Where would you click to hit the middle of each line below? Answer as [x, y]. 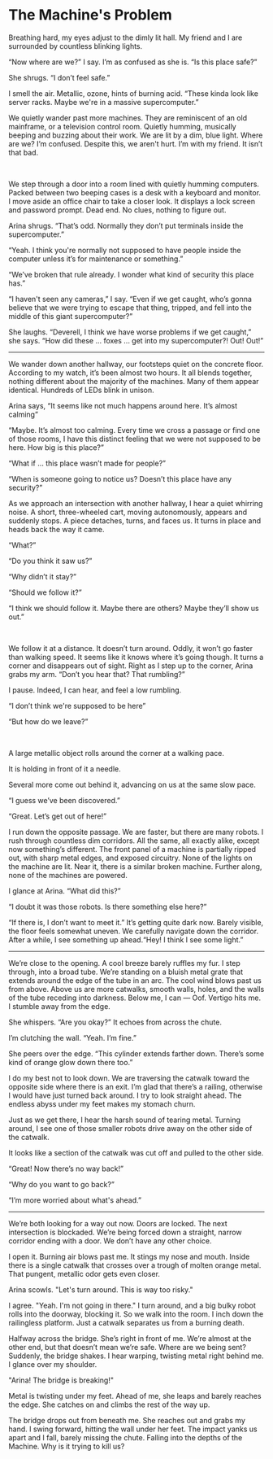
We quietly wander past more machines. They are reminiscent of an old [128, 118]
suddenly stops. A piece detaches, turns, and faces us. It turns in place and [135, 520]
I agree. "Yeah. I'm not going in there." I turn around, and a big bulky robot [132, 1305]
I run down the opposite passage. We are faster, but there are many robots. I [136, 832]
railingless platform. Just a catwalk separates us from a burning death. [127, 1322]
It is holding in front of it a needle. [65, 769]
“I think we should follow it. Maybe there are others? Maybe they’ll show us [134, 608]
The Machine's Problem [90, 15]
